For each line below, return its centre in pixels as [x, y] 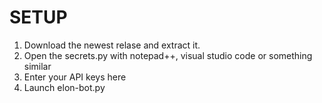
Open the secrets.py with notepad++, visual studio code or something [168, 55]
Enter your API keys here [75, 77]
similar [37, 66]
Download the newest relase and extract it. [112, 45]
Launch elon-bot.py [64, 87]
